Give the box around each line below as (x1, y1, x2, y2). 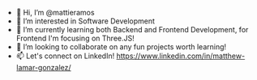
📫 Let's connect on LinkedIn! (15, 51, 115, 61)
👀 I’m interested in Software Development (15, 16, 156, 26)
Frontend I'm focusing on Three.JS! (15, 33, 135, 43)
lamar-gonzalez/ (15, 63, 71, 72)
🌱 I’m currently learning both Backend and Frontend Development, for (15, 25, 249, 34)
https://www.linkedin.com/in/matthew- (116, 51, 246, 61)
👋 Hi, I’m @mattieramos (15, 8, 95, 17)
